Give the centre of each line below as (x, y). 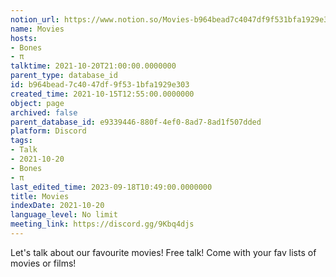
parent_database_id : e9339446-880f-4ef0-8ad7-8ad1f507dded (136, 122)
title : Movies (40, 196)
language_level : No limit (64, 215)
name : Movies (37, 29)
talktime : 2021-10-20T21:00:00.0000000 (93, 66)
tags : (21, 141)
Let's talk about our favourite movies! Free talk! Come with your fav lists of (163, 252)
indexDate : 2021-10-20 (57, 206)
